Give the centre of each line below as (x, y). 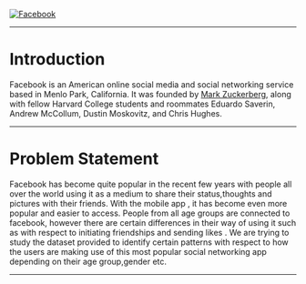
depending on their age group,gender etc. (88, 261)
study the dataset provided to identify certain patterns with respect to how (149, 242)
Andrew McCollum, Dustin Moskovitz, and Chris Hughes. (116, 113)
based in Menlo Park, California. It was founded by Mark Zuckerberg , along (150, 94)
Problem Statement (84, 159)
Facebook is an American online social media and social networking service (152, 84)
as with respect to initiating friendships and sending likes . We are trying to (149, 232)
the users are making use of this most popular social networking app (138, 251)
